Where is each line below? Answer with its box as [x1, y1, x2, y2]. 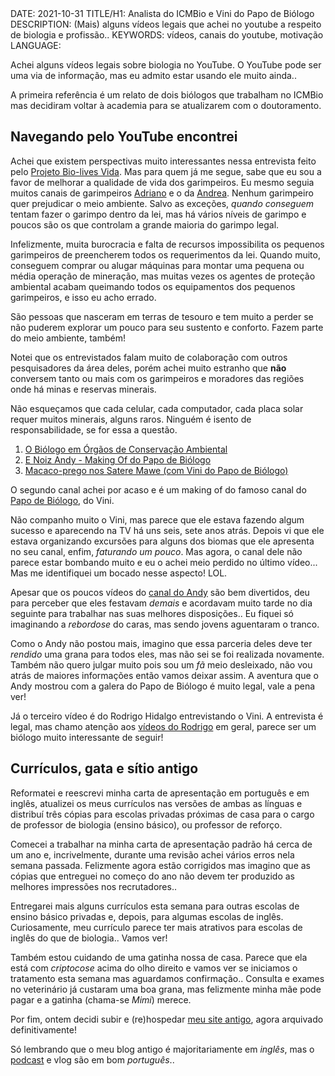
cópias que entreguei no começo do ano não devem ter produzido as [10, 870, 296, 882]
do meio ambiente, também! [10, 332, 126, 344]
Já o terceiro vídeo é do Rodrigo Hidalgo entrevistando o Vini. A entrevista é [10, 710, 324, 722]
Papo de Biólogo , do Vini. [10, 494, 115, 506]
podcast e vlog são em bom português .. [10, 1053, 175, 1066]
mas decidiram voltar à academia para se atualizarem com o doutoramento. [10, 100, 322, 111]
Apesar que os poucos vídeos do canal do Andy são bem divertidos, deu [10, 586, 310, 598]
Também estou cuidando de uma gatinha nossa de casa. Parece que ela [10, 951, 308, 963]
